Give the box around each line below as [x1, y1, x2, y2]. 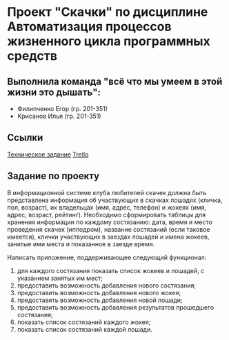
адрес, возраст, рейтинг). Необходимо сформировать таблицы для [7, 210, 206, 219]
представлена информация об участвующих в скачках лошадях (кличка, [7, 196, 223, 204]
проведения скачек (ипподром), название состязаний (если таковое [7, 225, 210, 233]
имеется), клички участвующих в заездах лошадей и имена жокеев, [7, 232, 210, 241]
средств [7, 48, 57, 64]
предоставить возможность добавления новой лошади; [17, 296, 183, 304]
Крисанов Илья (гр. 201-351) [17, 112, 101, 120]
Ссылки [7, 132, 43, 143]
